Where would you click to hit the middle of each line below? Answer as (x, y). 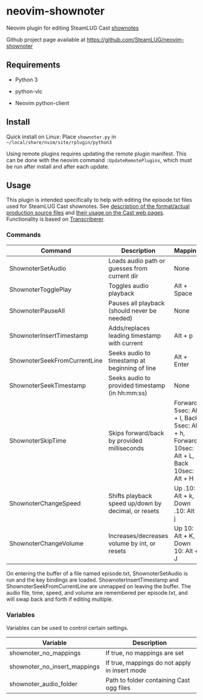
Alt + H (184, 478)
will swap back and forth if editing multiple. (60, 599)
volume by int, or (132, 543)
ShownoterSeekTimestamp (48, 385)
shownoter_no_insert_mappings (55, 666)
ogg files (118, 687)
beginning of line (132, 368)
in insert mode (126, 670)
